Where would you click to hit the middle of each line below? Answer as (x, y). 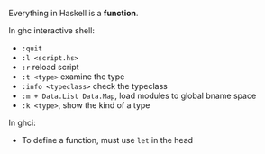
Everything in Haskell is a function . (73, 13)
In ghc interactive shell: (52, 30)
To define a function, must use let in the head (107, 140)
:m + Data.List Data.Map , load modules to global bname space (139, 95)
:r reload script (50, 67)
